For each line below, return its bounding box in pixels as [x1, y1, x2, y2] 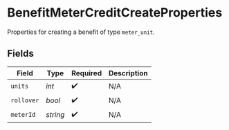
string [46, 110, 65, 120]
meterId [10, 111, 36, 119]
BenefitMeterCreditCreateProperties [7, 5, 223, 21]
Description [108, 68, 148, 77]
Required [71, 68, 102, 77]
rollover [10, 97, 39, 104]
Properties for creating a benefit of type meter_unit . [7, 28, 155, 36]
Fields [7, 48, 35, 59]
